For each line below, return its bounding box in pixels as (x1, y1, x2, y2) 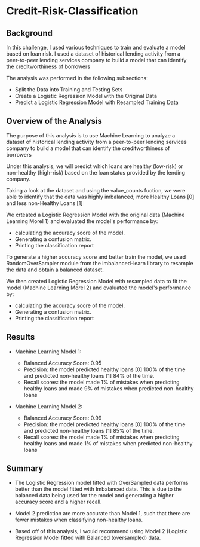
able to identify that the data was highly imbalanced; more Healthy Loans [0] (6, 193, 195, 200)
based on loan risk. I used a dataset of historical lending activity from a (6, 50, 181, 57)
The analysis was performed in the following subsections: (6, 75, 148, 81)
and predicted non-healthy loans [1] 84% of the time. (23, 372, 155, 379)
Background (6, 28, 53, 38)
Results (6, 332, 35, 342)
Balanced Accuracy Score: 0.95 (23, 359, 102, 366)
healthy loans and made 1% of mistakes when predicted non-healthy (23, 439, 193, 447)
